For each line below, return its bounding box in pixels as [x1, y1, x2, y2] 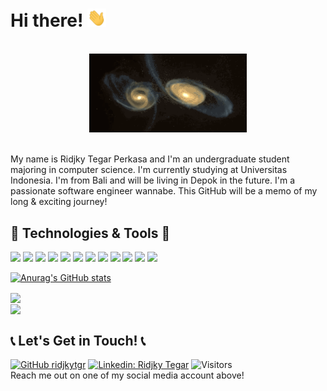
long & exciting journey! [10, 196, 108, 208]
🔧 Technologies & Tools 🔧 [10, 224, 171, 242]
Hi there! [10, 9, 84, 32]
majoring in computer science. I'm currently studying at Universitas [10, 164, 288, 176]
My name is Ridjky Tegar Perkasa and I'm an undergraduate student [10, 153, 290, 165]
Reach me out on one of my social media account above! [10, 369, 245, 382]
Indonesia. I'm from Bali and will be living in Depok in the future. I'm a [10, 174, 295, 187]
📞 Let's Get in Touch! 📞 [10, 332, 146, 349]
